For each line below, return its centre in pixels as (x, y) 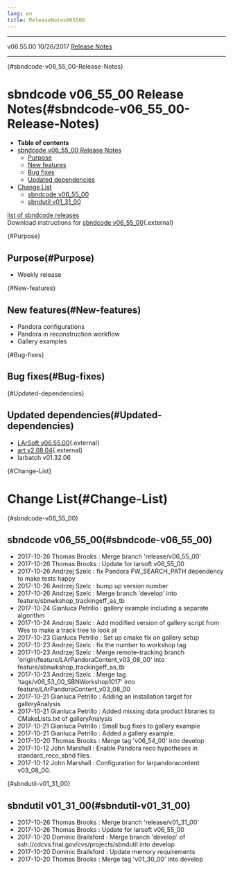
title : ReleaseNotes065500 (46, 20)
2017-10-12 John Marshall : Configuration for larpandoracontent (108, 763)
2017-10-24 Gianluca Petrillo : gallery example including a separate (113, 608)
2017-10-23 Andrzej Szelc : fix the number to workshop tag (102, 645)
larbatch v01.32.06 (44, 457)
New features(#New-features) (74, 310)
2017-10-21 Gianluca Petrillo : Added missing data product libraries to (116, 711)
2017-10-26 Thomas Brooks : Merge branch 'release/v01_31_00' (108, 822)
